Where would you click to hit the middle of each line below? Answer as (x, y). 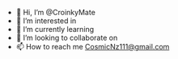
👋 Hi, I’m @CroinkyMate (55, 12)
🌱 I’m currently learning (55, 29)
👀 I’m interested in (46, 21)
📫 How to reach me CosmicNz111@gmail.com (93, 47)
